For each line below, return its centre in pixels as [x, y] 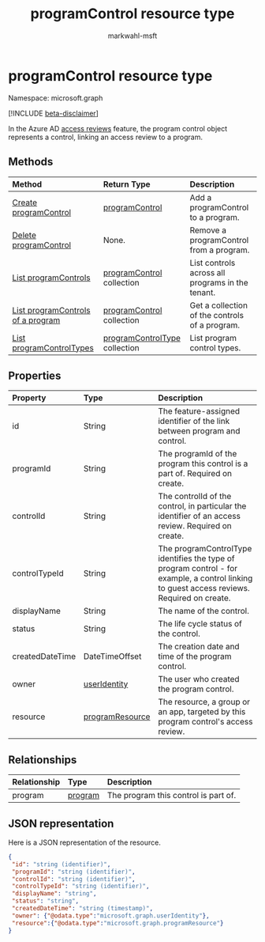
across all [207, 272]
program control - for [198, 569]
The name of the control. [203, 611]
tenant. [203, 292]
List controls [213, 263]
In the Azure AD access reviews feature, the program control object [118, 128]
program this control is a [203, 463]
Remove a [208, 230]
